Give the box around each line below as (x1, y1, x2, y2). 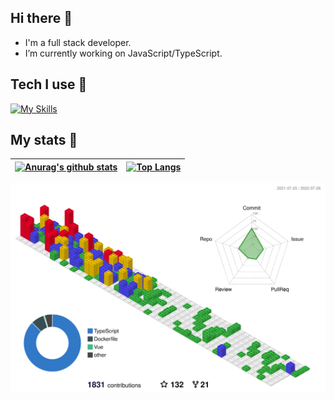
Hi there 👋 (10, 10, 73, 27)
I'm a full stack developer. (24, 36, 132, 48)
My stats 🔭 (10, 132, 78, 149)
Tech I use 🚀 (10, 76, 88, 93)
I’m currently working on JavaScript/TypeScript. (24, 47, 223, 59)
